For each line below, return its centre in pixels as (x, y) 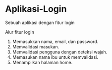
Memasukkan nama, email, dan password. (55, 41)
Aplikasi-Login (36, 9)
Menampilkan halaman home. (42, 62)
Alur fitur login (20, 32)
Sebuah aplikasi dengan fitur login (40, 23)
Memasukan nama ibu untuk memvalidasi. (55, 57)
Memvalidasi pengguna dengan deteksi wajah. (60, 52)
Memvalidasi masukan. (36, 47)
